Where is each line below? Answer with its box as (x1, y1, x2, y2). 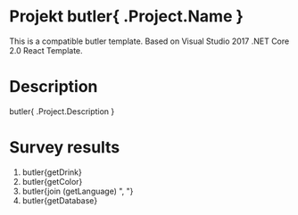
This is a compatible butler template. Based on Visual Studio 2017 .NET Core (9, 36, 290, 46)
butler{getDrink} (21, 167, 83, 178)
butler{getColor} (21, 176, 83, 186)
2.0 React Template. (9, 45, 83, 55)
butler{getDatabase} (21, 194, 98, 206)
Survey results (9, 137, 120, 158)
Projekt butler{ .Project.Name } (9, 6, 244, 27)
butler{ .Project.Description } (9, 105, 115, 117)
